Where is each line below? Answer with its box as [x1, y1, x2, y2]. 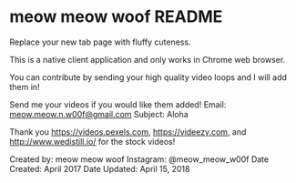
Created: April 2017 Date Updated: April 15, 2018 [9, 163, 190, 174]
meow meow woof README [9, 6, 223, 27]
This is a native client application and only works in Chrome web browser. [9, 54, 286, 65]
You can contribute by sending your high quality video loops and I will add [9, 71, 287, 83]
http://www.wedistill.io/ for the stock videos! [9, 136, 176, 147]
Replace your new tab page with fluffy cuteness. [9, 36, 191, 47]
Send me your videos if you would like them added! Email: [9, 98, 227, 110]
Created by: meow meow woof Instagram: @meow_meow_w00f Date [9, 153, 270, 165]
